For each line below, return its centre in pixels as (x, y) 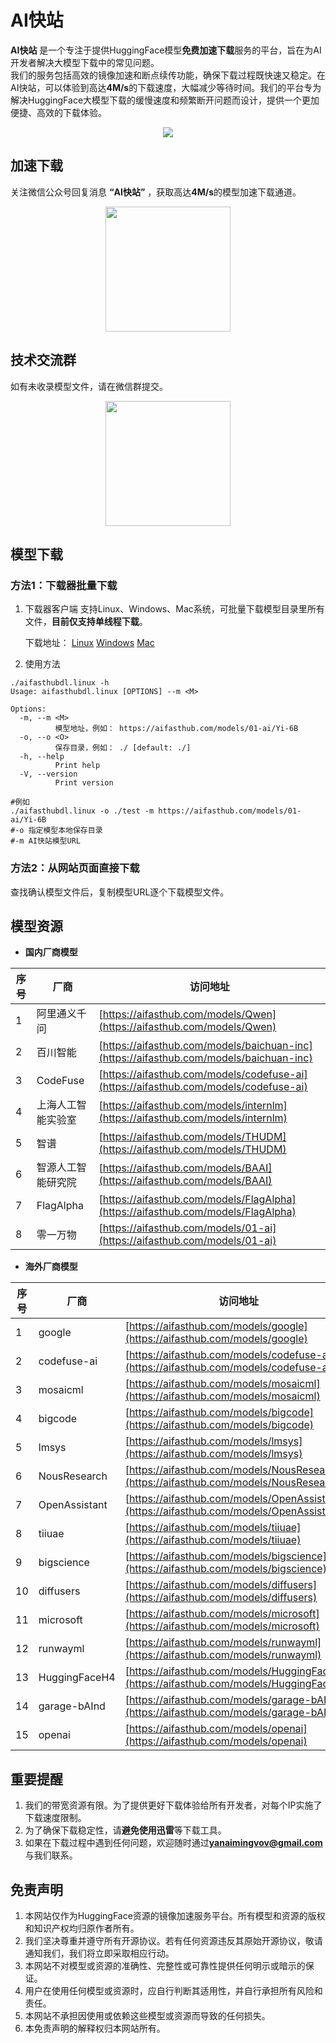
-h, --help (42, 757)
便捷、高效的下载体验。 (58, 112)
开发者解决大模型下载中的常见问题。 (85, 62)
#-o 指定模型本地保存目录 (56, 831)
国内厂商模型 (51, 952)
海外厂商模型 (51, 1267)
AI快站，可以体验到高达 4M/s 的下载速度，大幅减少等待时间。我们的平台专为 (166, 87)
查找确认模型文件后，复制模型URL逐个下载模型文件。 (120, 892)
